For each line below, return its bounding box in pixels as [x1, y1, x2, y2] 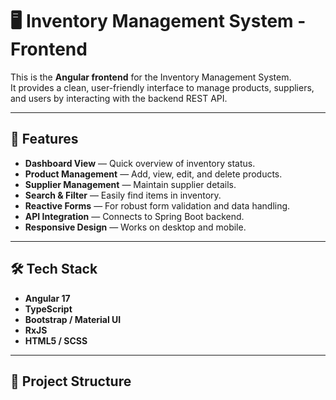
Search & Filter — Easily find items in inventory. [24, 189, 222, 201]
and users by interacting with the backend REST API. [10, 92, 228, 104]
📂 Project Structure [10, 373, 132, 390]
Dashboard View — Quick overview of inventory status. [24, 157, 256, 169]
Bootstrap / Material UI [24, 313, 122, 325]
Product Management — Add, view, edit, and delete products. [24, 168, 283, 180]
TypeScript [24, 303, 73, 315]
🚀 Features [10, 131, 79, 148]
